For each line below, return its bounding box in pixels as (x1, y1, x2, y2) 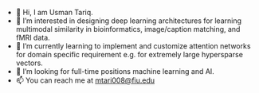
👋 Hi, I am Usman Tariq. (15, 8, 93, 17)
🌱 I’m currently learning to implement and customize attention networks (15, 41, 251, 51)
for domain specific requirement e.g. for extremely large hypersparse (15, 50, 243, 59)
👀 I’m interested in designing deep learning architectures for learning (15, 16, 241, 25)
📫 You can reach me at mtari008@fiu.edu (15, 76, 155, 85)
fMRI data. (15, 33, 50, 42)
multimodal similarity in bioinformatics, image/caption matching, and (15, 25, 241, 33)
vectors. (15, 58, 44, 68)
